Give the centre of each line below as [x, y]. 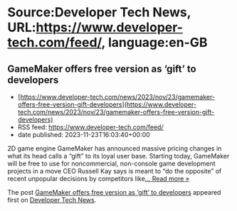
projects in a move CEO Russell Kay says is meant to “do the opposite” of [115, 171]
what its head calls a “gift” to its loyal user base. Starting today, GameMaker [118, 156]
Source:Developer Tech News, [99, 12]
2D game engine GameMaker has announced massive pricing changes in [115, 148]
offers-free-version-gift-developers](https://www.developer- [107, 104]
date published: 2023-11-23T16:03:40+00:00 [84, 135]
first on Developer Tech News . [52, 200]
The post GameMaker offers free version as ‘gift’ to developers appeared [114, 192]
